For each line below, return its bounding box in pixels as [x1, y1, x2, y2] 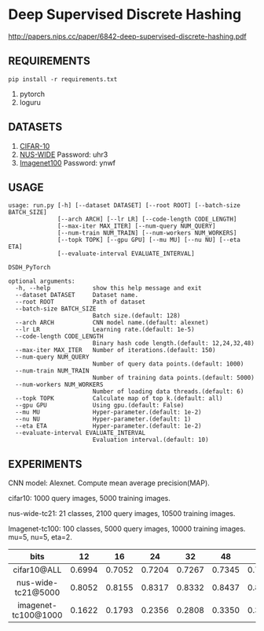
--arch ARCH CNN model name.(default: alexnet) [15, 319, 210, 327]
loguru [19, 97, 41, 107]
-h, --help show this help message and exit [15, 284, 202, 292]
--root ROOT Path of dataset [15, 298, 146, 306]
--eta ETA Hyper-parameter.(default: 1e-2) [15, 422, 202, 430]
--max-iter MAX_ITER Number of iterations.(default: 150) [15, 347, 216, 354]
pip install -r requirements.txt [8, 75, 118, 84]
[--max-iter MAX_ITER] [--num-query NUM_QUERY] [57, 222, 216, 230]
